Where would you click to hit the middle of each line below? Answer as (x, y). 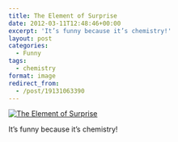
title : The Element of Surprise (63, 16)
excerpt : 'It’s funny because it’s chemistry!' (90, 31)
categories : (28, 46)
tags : (17, 61)
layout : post (30, 38)
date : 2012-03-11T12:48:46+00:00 (65, 23)
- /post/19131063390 (50, 91)
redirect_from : (34, 83)
